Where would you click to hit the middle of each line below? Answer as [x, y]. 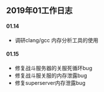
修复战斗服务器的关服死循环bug [53, 68]
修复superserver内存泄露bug [50, 83]
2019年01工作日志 [40, 11]
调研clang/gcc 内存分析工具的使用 [56, 40]
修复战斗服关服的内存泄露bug [51, 75]
